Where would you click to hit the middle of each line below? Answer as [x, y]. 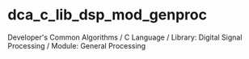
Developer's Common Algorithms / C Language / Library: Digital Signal [125, 37]
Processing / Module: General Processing [77, 45]
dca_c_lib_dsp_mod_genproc [108, 15]
